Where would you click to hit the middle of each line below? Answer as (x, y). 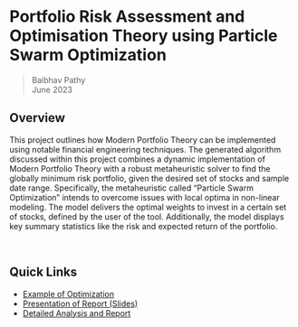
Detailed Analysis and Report (77, 313)
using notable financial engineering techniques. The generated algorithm (145, 149)
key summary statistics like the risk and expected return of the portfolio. (144, 226)
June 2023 (52, 89)
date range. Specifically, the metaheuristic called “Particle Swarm (131, 188)
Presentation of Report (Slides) (80, 304)
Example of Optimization (68, 294)
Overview (38, 118)
